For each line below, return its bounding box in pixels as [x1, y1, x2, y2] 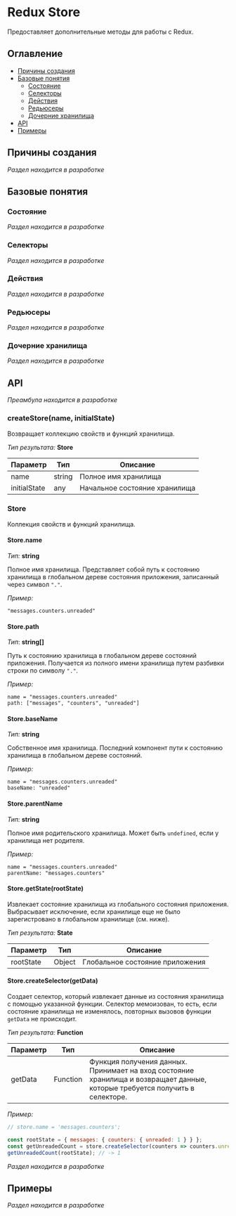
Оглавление [7, 48, 63, 60]
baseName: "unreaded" [7, 784, 71, 791]
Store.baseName [7, 714, 58, 723]
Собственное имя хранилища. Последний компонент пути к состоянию [7, 744, 223, 752]
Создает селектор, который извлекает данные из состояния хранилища [7, 992, 224, 1001]
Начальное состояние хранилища [79, 483, 196, 493]
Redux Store [7, 4, 81, 20]
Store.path [7, 622, 40, 630]
